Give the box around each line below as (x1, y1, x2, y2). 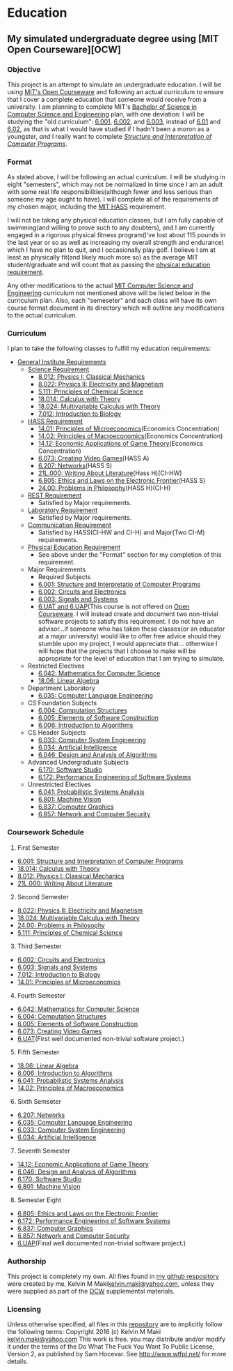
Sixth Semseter (17, 1097, 61, 1105)
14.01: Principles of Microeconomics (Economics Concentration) (38, 424, 220, 433)
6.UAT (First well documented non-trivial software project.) (17, 1034, 184, 1042)
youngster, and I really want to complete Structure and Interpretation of (7, 132, 212, 140)
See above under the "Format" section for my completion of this (38, 550, 222, 559)
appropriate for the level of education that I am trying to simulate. (38, 654, 225, 663)
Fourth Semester (17, 991, 66, 999)
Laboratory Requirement (27, 506, 98, 514)
